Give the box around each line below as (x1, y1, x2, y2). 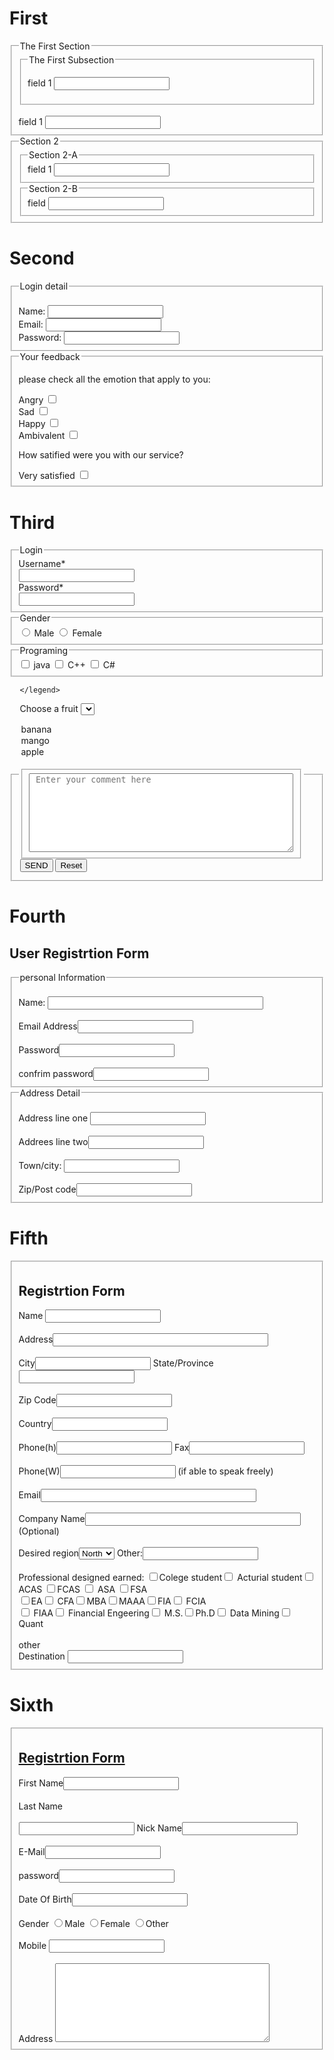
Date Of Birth (18, 1893, 72, 1905)
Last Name (18, 1800, 64, 1812)
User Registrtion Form (9, 945, 150, 962)
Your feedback (19, 350, 81, 362)
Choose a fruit (19, 703, 79, 715)
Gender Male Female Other (18, 1917, 169, 1929)
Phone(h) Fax (18, 1442, 190, 1454)
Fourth (9, 905, 66, 928)
